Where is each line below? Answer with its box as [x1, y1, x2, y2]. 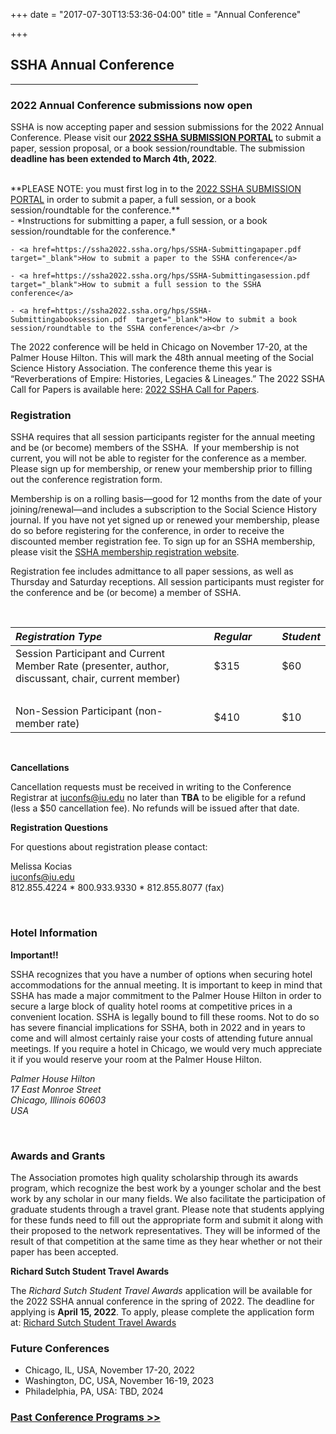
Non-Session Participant [15, 704, 133, 718]
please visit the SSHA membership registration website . [10, 546, 240, 558]
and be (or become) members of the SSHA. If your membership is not [10, 442, 300, 454]
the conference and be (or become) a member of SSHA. [10, 587, 242, 599]
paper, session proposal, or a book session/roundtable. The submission [10, 142, 305, 154]
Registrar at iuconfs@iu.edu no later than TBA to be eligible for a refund [10, 792, 307, 804]
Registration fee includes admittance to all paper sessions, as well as [10, 565, 294, 578]
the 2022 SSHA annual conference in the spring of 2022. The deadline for [10, 1295, 315, 1307]
